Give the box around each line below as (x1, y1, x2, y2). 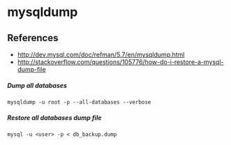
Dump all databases (7, 81, 68, 89)
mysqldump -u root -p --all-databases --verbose (7, 98, 151, 105)
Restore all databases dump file (7, 113, 102, 122)
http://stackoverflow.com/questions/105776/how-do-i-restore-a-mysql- (17, 58, 225, 66)
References (7, 32, 59, 44)
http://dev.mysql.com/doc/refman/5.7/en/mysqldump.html (17, 50, 185, 59)
